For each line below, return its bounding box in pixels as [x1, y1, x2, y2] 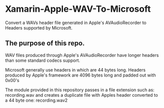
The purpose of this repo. [5, 39, 85, 48]
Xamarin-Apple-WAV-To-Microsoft [5, 3, 151, 15]
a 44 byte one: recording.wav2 [5, 97, 68, 103]
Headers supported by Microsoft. [5, 25, 73, 30]
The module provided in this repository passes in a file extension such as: [5, 87, 155, 93]
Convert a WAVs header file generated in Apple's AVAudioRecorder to [5, 20, 147, 26]
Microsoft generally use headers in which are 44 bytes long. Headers [5, 67, 146, 73]
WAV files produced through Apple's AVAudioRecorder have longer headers [5, 52, 159, 58]
